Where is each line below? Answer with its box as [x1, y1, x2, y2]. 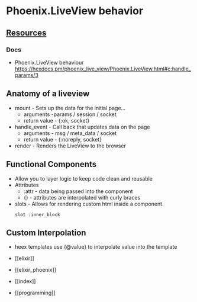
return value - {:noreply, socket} [23, 136, 102, 143]
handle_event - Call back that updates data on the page [14, 123, 150, 130]
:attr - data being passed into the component [23, 188, 133, 195]
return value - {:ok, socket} [23, 117, 90, 124]
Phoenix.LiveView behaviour [14, 59, 84, 66]
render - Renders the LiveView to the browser [14, 142, 126, 149]
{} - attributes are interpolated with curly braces [23, 194, 141, 201]
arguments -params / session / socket [23, 111, 117, 118]
